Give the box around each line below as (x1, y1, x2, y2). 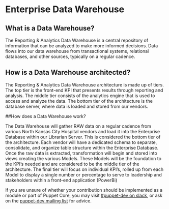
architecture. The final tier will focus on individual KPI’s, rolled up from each (5, 166, 164, 172)
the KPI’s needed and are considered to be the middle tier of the (5, 161, 139, 167)
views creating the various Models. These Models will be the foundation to (5, 155, 162, 161)
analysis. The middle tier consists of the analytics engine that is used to (5, 93, 155, 99)
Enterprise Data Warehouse (5, 4, 125, 15)
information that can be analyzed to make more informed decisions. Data (5, 43, 158, 49)
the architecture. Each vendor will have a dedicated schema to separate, (5, 139, 157, 145)
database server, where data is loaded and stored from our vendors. (5, 103, 149, 109)
